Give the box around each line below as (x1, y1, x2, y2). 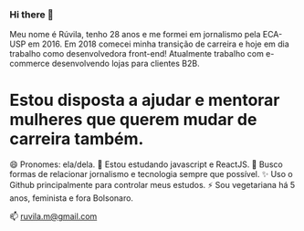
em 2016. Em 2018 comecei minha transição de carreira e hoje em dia (27, 38, 289, 49)
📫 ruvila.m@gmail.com (9, 211, 98, 222)
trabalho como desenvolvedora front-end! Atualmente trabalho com (9, 48, 265, 59)
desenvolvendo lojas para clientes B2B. (51, 58, 200, 69)
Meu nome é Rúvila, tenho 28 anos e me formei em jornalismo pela (9, 29, 261, 40)
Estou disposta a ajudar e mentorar (9, 90, 280, 110)
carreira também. (9, 129, 144, 150)
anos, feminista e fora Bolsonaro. (9, 193, 134, 204)
